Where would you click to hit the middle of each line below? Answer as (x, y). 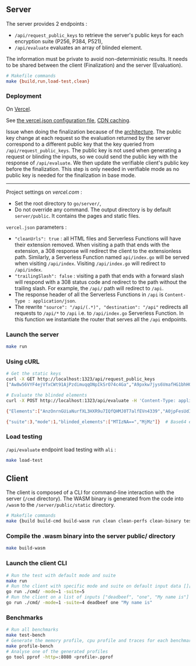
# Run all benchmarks (32, 630)
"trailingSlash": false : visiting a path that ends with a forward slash (99, 276)
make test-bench (26, 635)
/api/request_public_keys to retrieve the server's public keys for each (99, 35)
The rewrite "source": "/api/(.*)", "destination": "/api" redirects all (101, 307)
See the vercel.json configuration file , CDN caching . (69, 120)
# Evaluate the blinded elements (47, 395)
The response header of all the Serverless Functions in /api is (89, 294)
